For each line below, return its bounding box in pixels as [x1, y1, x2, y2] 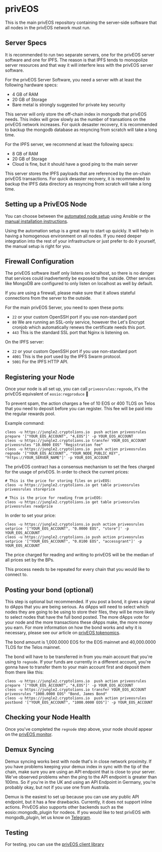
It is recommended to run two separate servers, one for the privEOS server [5, 52, 155, 57]
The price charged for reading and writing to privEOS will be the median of [5, 552, 154, 558]
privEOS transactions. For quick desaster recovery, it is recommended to [5, 175, 150, 181]
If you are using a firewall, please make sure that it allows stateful [5, 290, 136, 296]
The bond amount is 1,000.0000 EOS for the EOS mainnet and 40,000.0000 [5, 639, 156, 645]
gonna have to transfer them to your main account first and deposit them [5, 664, 150, 670]
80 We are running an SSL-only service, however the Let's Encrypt [12, 319, 145, 325]
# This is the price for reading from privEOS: [5, 495, 103, 500]
